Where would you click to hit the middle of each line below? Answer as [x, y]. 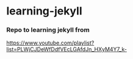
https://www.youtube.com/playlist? [50, 43]
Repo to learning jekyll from [48, 30]
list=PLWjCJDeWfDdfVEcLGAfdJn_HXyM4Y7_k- [66, 49]
